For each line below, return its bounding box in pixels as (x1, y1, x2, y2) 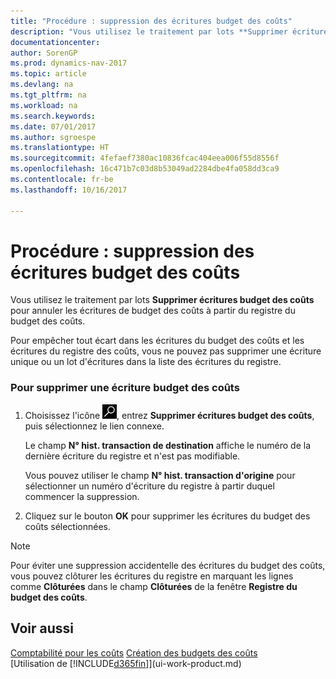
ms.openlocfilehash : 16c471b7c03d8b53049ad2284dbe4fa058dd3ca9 (10, 164, 280, 174)
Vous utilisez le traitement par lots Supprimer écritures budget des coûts (10, 294, 315, 306)
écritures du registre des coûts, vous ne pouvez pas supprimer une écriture (10, 345, 322, 357)
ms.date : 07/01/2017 (10, 121, 97, 132)
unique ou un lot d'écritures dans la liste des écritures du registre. (10, 356, 282, 368)
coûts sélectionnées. (24, 520, 111, 532)
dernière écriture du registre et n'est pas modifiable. (24, 450, 241, 462)
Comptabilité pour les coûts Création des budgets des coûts (10, 646, 258, 659)
